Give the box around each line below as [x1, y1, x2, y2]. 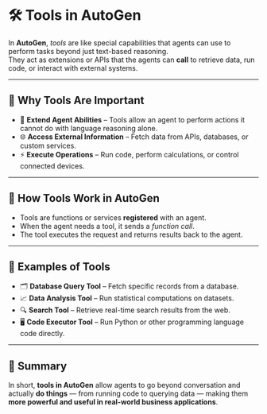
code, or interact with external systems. [8, 63, 138, 72]
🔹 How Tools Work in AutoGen [8, 192, 161, 205]
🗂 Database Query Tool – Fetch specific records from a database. [19, 281, 239, 291]
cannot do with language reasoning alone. [19, 123, 158, 133]
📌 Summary [8, 359, 68, 373]
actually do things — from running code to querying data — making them [8, 389, 249, 398]
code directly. [19, 329, 65, 339]
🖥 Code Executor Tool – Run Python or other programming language [19, 317, 245, 327]
